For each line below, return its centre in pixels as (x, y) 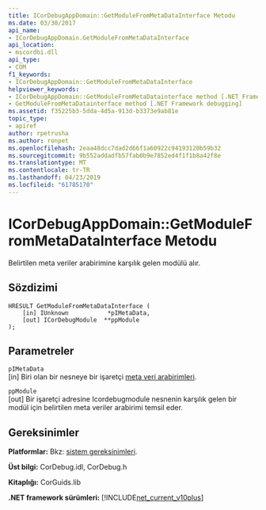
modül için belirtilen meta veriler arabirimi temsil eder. (96, 408)
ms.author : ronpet (38, 141)
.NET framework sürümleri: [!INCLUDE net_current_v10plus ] (106, 498)
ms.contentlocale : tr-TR (49, 170)
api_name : (25, 30)
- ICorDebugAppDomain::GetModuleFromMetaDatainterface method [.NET (123, 97)
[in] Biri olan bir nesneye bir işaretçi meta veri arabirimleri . (103, 377)
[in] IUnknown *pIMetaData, (86, 313)
